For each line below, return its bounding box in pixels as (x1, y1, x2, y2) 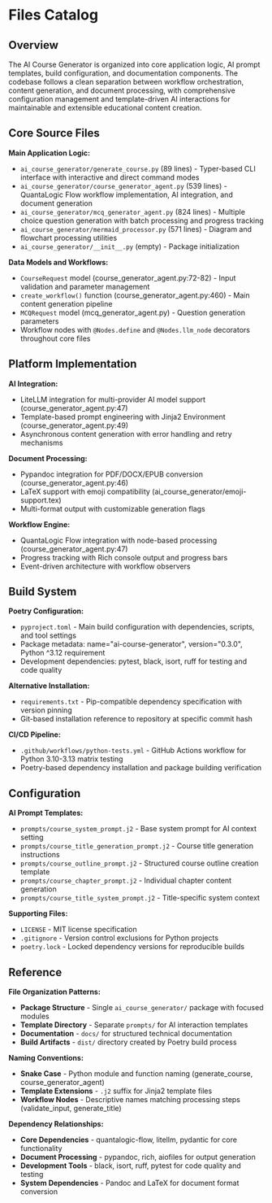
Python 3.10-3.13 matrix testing (19, 754, 123, 764)
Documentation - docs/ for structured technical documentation (19, 1029, 233, 1039)
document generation (19, 198, 93, 208)
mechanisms (19, 438, 63, 447)
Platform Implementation (8, 357, 137, 371)
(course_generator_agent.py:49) (19, 421, 128, 430)
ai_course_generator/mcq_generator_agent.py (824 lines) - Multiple (19, 207, 246, 216)
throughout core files (19, 333, 91, 343)
